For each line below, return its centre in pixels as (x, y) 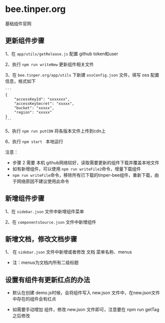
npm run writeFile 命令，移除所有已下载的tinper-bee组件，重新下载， (83, 175)
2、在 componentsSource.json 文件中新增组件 (51, 222)
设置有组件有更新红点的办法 (48, 280)
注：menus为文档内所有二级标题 (45, 263)
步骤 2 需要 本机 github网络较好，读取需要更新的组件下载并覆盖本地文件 (86, 162)
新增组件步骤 (25, 198)
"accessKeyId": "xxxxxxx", (42, 99)
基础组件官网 (18, 23)
